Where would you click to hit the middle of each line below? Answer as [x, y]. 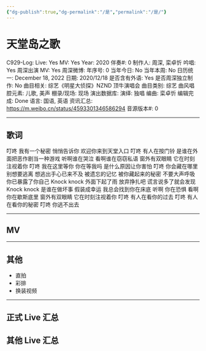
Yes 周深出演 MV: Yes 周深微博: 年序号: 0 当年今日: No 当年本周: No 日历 [97, 70]
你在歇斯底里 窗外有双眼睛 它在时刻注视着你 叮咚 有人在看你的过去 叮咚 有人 [102, 197]
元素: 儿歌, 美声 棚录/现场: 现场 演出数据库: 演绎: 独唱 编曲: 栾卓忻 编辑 [100, 93]
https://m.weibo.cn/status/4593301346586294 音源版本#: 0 [82, 108]
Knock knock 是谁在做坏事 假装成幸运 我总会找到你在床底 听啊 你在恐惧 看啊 [103, 189]
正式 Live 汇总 [33, 318]
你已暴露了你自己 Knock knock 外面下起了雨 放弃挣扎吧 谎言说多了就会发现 [101, 182]
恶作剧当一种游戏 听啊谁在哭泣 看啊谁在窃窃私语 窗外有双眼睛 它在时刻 [106, 159]
